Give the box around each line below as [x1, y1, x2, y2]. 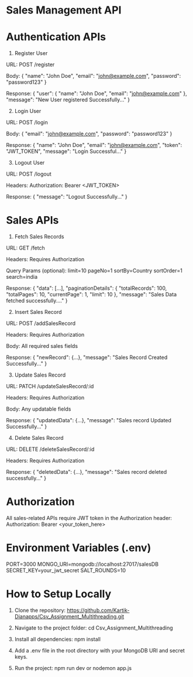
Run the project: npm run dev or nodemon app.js [14, 664, 132, 671]
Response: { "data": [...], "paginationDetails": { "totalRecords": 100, [6, 285, 167, 292]
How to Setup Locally [6, 587, 112, 601]
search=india [6, 273, 38, 281]
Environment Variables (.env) [6, 541, 151, 555]
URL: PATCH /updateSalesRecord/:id [6, 383, 94, 390]
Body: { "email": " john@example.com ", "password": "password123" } [6, 130, 173, 138]
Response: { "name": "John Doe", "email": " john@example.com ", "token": [6, 142, 182, 149]
